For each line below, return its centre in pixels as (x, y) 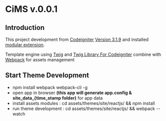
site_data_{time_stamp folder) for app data (57, 98)
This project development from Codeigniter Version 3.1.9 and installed (77, 39)
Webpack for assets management (40, 60)
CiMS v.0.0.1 (31, 9)
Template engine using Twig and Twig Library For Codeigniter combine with (83, 54)
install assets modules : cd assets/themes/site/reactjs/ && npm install (83, 103)
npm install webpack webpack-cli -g (50, 87)
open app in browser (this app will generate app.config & (72, 93)
